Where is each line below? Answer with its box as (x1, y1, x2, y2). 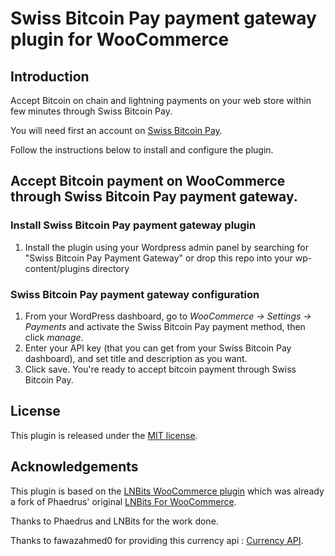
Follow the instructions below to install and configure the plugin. (10, 144, 274, 156)
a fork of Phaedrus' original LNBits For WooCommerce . (10, 495, 237, 507)
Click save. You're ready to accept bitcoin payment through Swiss (24, 363, 297, 375)
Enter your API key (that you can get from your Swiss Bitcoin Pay (24, 342, 292, 354)
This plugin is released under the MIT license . (10, 429, 198, 441)
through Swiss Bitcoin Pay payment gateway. (10, 188, 298, 206)
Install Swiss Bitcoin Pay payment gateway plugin (10, 218, 257, 232)
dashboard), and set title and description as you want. (24, 352, 248, 364)
